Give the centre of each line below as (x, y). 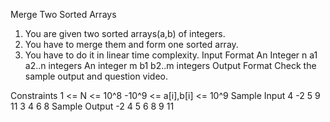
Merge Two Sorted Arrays (63, 14)
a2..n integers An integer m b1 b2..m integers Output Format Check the (170, 65)
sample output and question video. (96, 76)
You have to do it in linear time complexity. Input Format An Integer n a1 (171, 55)
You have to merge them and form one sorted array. (131, 44)
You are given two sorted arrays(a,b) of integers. (125, 33)
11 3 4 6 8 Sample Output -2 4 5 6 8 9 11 (92, 106)
